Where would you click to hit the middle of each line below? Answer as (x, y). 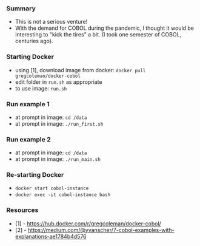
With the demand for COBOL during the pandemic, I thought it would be (105, 28)
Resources (22, 210)
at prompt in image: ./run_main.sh (58, 159)
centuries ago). (34, 41)
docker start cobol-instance (52, 189)
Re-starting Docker (35, 175)
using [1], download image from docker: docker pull (80, 70)
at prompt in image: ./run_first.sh (59, 123)
